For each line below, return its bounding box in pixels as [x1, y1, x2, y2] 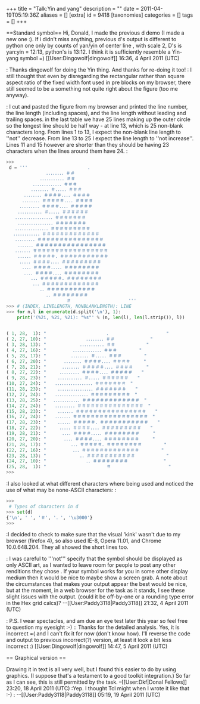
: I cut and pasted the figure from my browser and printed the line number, [6, 103, 188, 110]
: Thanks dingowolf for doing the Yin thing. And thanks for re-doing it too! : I [6, 66, 192, 73]
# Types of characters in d [8, 504, 79, 510]
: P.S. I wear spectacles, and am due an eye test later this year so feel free [6, 617, 188, 625]
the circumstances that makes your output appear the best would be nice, [6, 581, 187, 588]
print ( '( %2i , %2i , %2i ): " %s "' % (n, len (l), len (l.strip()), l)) [17, 314, 185, 320]
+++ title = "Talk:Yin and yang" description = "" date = [6, 5, 140, 12]
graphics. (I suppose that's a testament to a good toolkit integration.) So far [6, 672, 190, 680]
